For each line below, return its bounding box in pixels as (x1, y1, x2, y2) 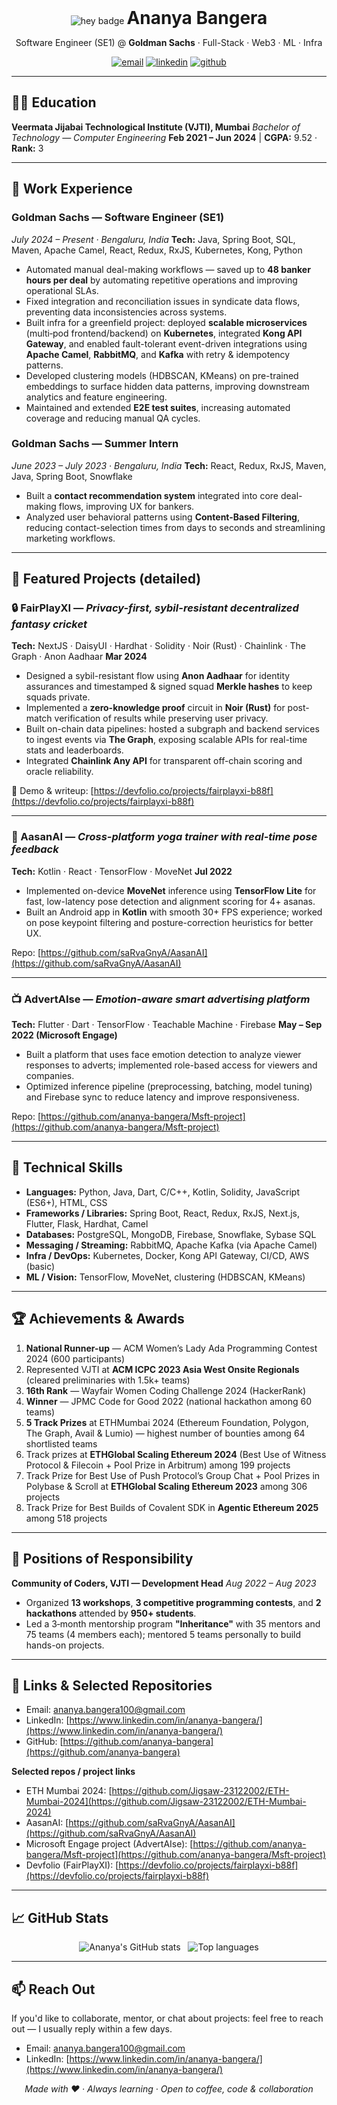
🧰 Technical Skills (11, 1159, 124, 1176)
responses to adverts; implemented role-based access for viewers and (25, 1059, 318, 1071)
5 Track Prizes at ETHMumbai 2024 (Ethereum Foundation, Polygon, (25, 1416, 309, 1428)
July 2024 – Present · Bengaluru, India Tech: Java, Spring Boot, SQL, (11, 233, 296, 245)
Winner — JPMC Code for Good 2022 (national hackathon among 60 (25, 1395, 313, 1407)
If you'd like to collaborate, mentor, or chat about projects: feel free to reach (11, 2012, 324, 2024)
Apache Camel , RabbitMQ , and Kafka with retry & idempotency (25, 348, 291, 360)
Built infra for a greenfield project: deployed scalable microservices (25, 316, 308, 328)
